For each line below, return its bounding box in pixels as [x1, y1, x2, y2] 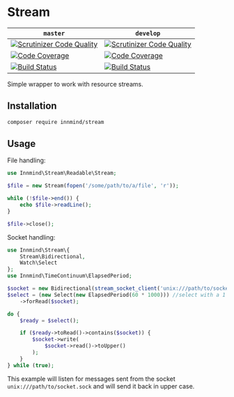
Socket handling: [7, 233, 56, 241]
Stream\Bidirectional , [19, 253, 86, 260]
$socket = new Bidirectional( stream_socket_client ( [7, 285, 160, 293]
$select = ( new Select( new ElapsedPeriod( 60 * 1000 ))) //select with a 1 [7, 291, 226, 298]
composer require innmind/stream [7, 118, 104, 125]
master [43, 29, 65, 37]
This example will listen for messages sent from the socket [7, 374, 175, 383]
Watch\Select [19, 259, 58, 267]
